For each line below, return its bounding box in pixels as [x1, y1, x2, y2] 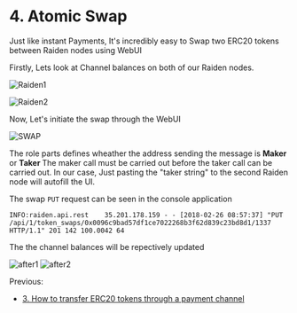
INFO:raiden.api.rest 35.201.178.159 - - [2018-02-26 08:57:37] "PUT [9, 210, 284, 219]
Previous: [9, 276, 44, 286]
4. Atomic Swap [9, 6, 128, 27]
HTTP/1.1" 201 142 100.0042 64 [9, 226, 125, 235]
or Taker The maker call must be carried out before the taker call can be [9, 157, 273, 168]
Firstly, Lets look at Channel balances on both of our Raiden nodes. [9, 62, 254, 73]
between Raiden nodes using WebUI [9, 44, 142, 55]
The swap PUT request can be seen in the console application [9, 193, 232, 204]
